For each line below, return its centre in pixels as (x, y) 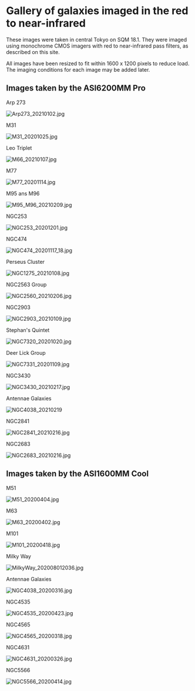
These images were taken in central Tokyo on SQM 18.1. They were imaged (97, 39)
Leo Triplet (19, 147)
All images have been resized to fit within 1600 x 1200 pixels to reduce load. (98, 63)
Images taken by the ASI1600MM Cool (77, 474)
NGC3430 (19, 375)
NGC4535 (18, 602)
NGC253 (17, 216)
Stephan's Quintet (28, 330)
